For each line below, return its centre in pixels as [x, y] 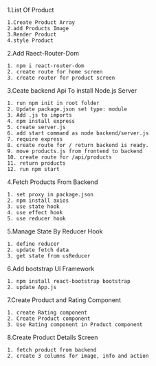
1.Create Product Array [41, 23]
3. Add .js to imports [40, 115]
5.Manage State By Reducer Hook [55, 231]
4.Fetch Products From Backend [53, 182]
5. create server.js [37, 127]
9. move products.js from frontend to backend [75, 151]
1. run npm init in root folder [53, 103]
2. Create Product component [49, 319]
